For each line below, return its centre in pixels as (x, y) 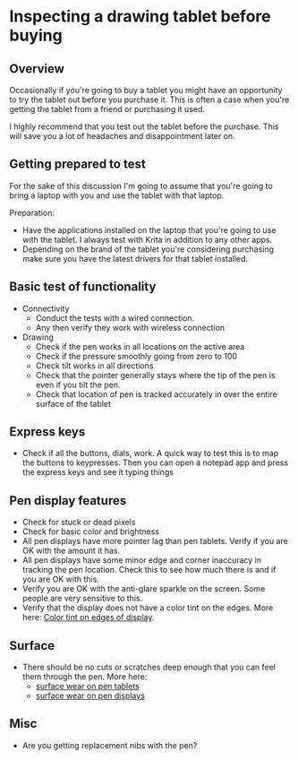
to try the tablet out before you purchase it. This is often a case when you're (149, 99)
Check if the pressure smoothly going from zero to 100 (136, 356)
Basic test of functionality (83, 287)
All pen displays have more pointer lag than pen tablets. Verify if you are (155, 541)
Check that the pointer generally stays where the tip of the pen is (155, 375)
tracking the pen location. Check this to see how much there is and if (149, 570)
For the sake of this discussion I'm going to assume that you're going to (141, 186)
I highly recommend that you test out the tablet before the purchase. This (144, 126)
